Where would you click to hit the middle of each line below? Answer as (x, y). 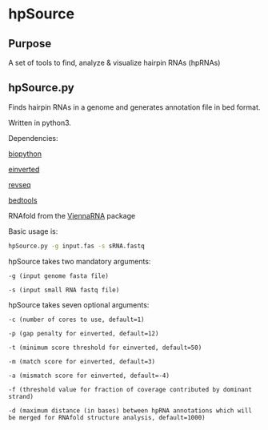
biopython (25, 154)
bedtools (23, 200)
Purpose (30, 44)
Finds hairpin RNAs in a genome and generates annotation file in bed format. (134, 107)
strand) (21, 396)
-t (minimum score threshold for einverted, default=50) (105, 348)
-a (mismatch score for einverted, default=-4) (89, 376)
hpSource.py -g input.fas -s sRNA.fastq (77, 246)
